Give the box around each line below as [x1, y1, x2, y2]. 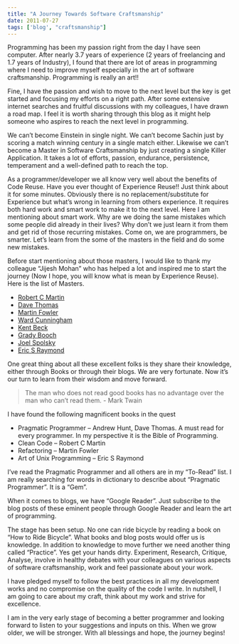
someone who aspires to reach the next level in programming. [7, 117, 188, 126]
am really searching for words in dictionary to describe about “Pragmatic [7, 476, 221, 484]
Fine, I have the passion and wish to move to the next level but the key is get [7, 87, 231, 96]
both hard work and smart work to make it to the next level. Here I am [7, 205, 211, 214]
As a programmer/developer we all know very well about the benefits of [7, 175, 218, 183]
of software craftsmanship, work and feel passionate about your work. [7, 563, 213, 572]
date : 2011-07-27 [7, 17, 59, 24]
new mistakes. [7, 243, 50, 252]
